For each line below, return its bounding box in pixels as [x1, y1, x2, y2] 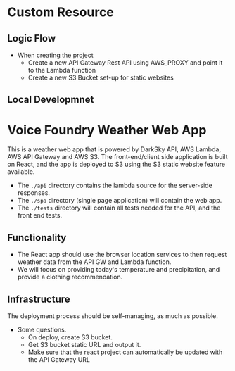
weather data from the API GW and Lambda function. [17, 258, 172, 266]
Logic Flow [7, 32, 56, 44]
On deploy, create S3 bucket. [27, 332, 113, 341]
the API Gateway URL [27, 355, 90, 363]
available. [7, 168, 35, 176]
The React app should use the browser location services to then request [17, 251, 227, 259]
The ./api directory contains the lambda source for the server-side [17, 181, 212, 190]
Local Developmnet [7, 94, 94, 106]
